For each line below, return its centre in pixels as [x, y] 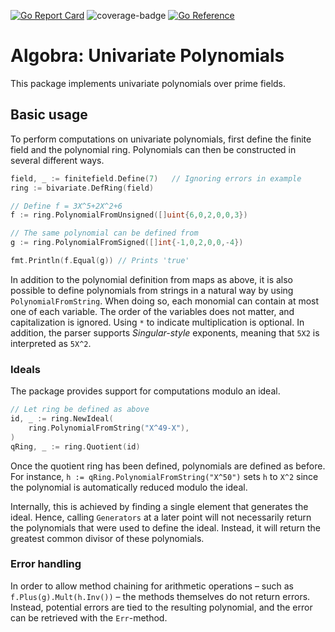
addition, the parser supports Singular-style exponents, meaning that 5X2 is [165, 332]
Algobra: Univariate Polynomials [147, 56]
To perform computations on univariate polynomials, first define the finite [161, 139]
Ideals [25, 369]
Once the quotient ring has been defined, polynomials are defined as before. [168, 466]
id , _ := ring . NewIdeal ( [62, 419]
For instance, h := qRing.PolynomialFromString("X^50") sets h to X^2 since [164, 476]
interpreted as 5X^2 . [51, 343]
